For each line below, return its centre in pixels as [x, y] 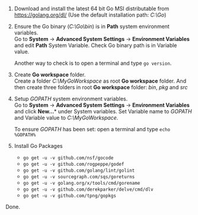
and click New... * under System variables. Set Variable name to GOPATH [103, 111]
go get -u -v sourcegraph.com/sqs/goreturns [79, 177]
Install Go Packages [38, 146]
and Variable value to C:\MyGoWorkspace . [66, 118]
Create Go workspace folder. [50, 75]
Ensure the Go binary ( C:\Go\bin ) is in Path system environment [92, 26]
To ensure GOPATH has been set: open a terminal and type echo [92, 129]
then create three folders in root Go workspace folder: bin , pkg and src [101, 87]
